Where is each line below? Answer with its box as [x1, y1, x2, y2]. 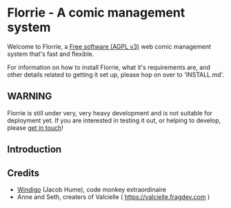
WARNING [7, 91, 52, 102]
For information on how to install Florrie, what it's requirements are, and [7, 63, 210, 71]
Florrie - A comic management [7, 5, 185, 21]
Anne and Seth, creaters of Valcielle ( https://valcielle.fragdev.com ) [17, 192, 210, 201]
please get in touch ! [7, 123, 63, 132]
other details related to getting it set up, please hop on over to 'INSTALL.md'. [7, 70, 225, 79]
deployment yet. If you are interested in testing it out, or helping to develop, [7, 116, 221, 124]
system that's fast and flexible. [7, 50, 94, 58]
